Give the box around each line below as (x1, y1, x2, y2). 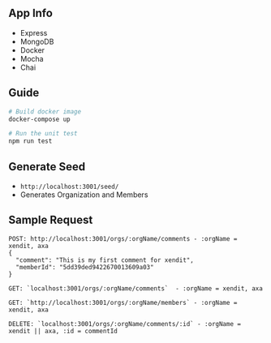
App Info (8, 6, 53, 20)
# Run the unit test (8, 130, 79, 138)
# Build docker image (8, 107, 82, 116)
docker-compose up (8, 115, 71, 123)
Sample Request (8, 213, 93, 227)
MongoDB (19, 36, 54, 46)
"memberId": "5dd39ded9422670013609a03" (15, 263, 154, 271)
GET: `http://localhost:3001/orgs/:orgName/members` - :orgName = (8, 298, 238, 307)
